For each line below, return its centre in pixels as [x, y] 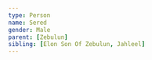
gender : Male [29, 30]
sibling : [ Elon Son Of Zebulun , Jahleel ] [77, 44]
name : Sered [27, 23]
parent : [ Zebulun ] [38, 37]
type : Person [29, 15]
